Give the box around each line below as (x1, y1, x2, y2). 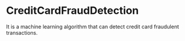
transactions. (6, 29, 38, 36)
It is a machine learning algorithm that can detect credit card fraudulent (6, 23, 180, 30)
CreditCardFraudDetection (6, 4, 139, 17)
